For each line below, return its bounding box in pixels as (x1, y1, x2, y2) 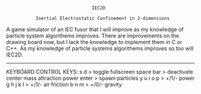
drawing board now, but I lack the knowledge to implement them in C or (6, 39, 182, 45)
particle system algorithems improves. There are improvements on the (6, 32, 179, 39)
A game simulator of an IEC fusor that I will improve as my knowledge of (6, 26, 184, 33)
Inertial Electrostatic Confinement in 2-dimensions (35, 15, 170, 21)
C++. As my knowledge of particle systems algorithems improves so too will (6, 45, 194, 52)
